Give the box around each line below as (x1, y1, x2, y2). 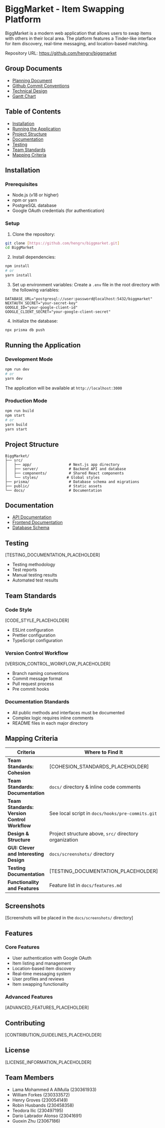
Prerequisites (5, 181, 38, 187)
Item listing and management (12, 960, 71, 966)
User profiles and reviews (12, 976, 65, 982)
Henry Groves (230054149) (12, 1097, 68, 1103)
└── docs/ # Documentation (5, 488, 102, 493)
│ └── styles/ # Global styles (5, 475, 100, 480)
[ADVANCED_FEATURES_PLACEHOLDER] (5, 1005, 89, 1010)
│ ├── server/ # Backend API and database (5, 466, 126, 471)
